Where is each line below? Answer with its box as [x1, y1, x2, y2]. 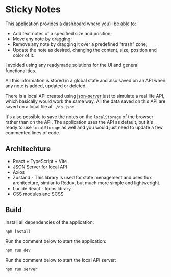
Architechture [5, 145, 51, 153]
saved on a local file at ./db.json [5, 103, 75, 109]
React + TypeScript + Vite [12, 158, 67, 164]
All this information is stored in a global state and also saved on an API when [5, 77, 166, 83]
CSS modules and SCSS [12, 191, 64, 197]
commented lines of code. [5, 129, 60, 136]
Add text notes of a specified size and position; [12, 30, 112, 36]
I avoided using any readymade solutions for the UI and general [5, 62, 139, 68]
